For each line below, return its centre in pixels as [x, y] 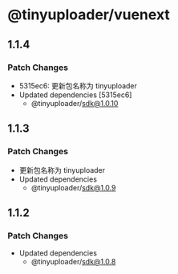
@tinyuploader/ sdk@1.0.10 [75, 103]
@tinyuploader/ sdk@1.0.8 [73, 262]
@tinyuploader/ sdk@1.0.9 [73, 187]
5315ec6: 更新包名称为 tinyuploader [78, 85]
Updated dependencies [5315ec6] [75, 95]
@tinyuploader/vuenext [89, 15]
